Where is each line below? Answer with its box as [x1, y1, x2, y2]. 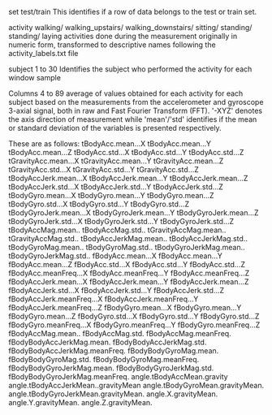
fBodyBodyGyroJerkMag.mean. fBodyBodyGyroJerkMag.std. [8, 363, 214, 373]
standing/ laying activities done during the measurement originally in [8, 32, 238, 41]
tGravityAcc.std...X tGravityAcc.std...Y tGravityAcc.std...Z [8, 165, 199, 174]
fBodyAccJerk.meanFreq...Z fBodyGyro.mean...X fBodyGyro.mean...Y [8, 303, 242, 312]
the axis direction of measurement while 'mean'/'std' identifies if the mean [8, 115, 257, 124]
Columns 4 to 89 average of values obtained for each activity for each [8, 89, 244, 98]
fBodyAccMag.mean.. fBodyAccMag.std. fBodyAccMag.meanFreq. [8, 329, 231, 338]
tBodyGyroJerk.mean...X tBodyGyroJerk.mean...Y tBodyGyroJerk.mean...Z [8, 208, 259, 218]
